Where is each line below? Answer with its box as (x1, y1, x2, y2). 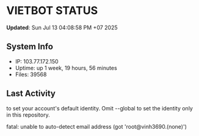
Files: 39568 (15, 71, 47, 78)
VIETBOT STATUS (6, 4, 98, 18)
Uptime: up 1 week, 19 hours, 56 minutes (15, 64, 117, 71)
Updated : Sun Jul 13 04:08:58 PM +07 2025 (6, 24, 118, 31)
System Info (6, 41, 54, 52)
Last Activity (6, 88, 56, 99)
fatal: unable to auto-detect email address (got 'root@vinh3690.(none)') (6, 123, 187, 130)
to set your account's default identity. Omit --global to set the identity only (6, 104, 194, 112)
